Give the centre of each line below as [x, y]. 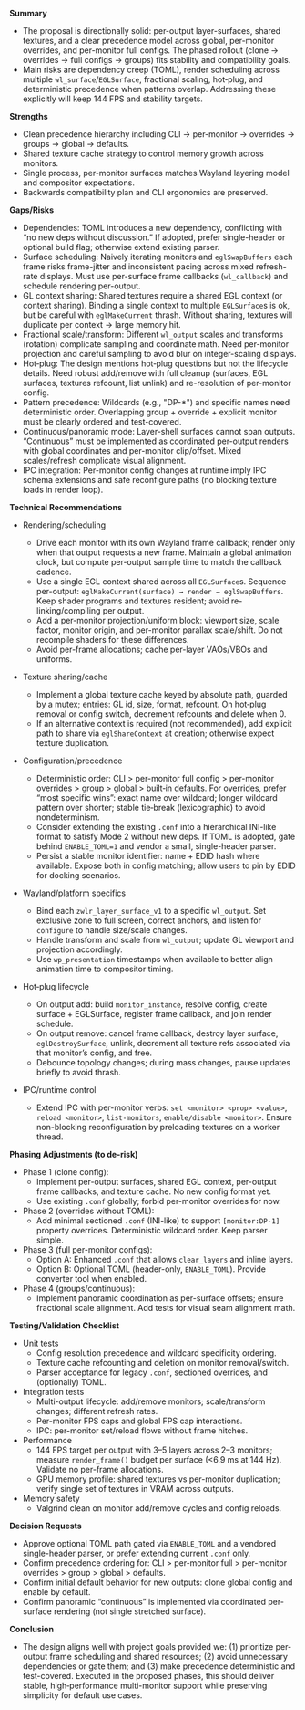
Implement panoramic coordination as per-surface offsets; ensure [160, 1298]
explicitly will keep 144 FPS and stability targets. [112, 99]
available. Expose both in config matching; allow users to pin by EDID [166, 865]
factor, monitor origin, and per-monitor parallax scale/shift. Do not [160, 630]
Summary [28, 13]
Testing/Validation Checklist [65, 1326]
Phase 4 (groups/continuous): [78, 1288]
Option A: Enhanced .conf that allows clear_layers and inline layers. [165, 1259]
